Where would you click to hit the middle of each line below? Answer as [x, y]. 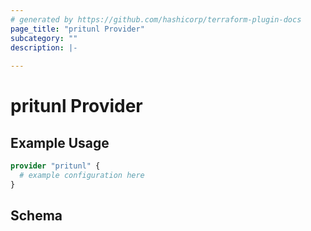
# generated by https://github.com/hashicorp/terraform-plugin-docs [156, 19]
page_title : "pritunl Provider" [77, 29]
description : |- [44, 47]
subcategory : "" [44, 38]
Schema [36, 216]
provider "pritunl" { [55, 166]
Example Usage [60, 142]
